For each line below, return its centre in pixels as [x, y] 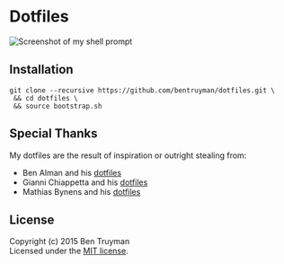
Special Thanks [53, 133]
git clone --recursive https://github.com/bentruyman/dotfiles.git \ [142, 90]
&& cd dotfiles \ [45, 98]
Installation [41, 70]
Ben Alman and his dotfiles [72, 172]
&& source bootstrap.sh [58, 106]
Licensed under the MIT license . [69, 251]
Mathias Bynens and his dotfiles [81, 191]
